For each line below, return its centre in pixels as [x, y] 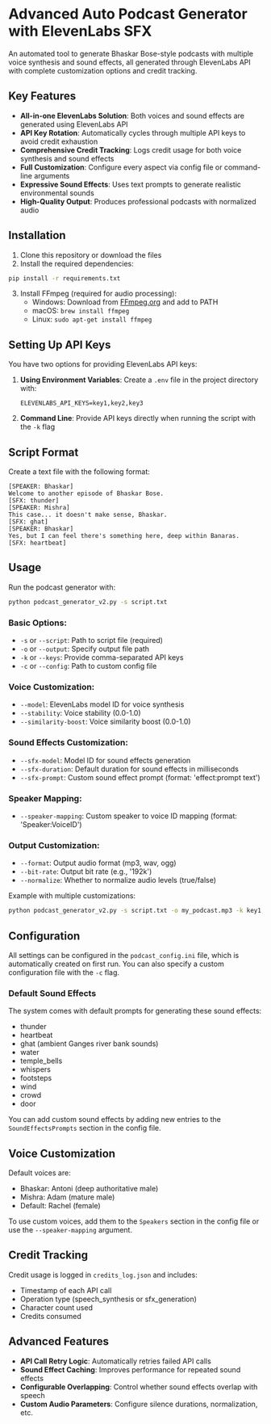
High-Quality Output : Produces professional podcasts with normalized [138, 201]
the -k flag [38, 427]
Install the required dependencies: [77, 263]
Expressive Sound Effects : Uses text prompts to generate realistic [131, 184]
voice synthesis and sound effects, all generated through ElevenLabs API [130, 62]
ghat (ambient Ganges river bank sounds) [89, 1044]
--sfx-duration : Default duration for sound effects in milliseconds [129, 769]
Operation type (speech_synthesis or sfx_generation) [108, 1299]
